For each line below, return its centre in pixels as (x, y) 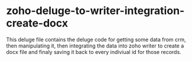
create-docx (37, 23)
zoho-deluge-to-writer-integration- (95, 11)
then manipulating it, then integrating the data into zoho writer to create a (95, 46)
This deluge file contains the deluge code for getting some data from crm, (96, 39)
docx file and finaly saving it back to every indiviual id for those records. (94, 52)
